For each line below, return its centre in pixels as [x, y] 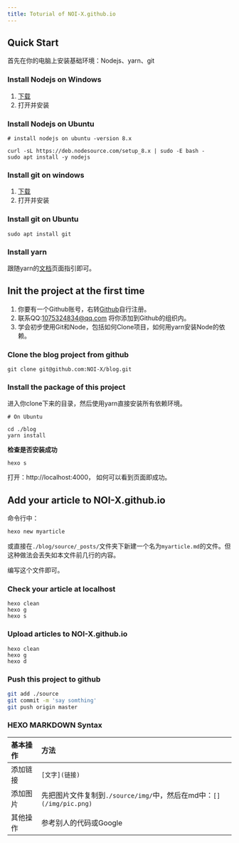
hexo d [17, 661]
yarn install [27, 436]
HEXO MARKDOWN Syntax [55, 725]
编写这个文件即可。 [36, 571]
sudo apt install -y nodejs [49, 157]
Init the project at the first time [76, 291]
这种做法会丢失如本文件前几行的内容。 [63, 555]
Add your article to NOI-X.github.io [86, 500]
